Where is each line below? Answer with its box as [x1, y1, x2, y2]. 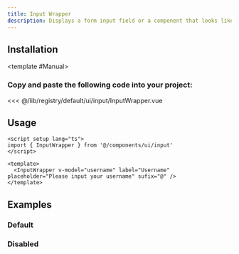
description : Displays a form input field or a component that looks [7, 17, 218, 24]
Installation [7, 43, 58, 55]
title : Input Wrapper [7, 10, 72, 18]
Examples [7, 199, 52, 211]
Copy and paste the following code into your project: [7, 80, 193, 90]
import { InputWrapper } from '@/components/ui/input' [7, 142, 174, 149]
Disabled [7, 239, 39, 249]
